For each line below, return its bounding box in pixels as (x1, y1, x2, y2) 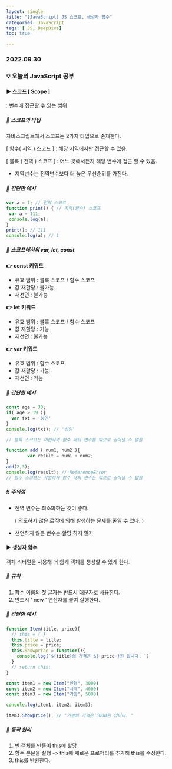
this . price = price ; (11, 642, 62, 648)
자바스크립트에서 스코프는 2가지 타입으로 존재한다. (6, 133, 121, 140)
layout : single (6, 8, 44, 15)
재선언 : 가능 (14, 375, 44, 382)
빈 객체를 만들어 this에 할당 (14, 742, 77, 749)
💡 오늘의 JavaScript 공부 (6, 72, 75, 80)
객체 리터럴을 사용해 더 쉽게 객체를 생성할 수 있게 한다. (6, 558, 130, 565)
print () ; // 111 (6, 227, 46, 233)
